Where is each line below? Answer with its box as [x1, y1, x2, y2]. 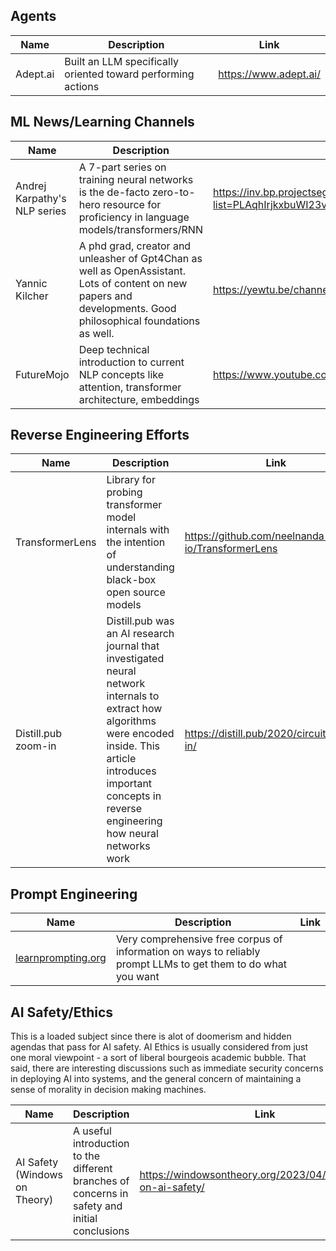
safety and [72, 1199, 123, 1213]
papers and [78, 289, 133, 303]
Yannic [15, 276, 48, 290]
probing [106, 485, 143, 499]
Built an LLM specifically [64, 54, 179, 68]
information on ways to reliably [115, 945, 261, 959]
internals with [106, 523, 170, 537]
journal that [106, 639, 160, 653]
